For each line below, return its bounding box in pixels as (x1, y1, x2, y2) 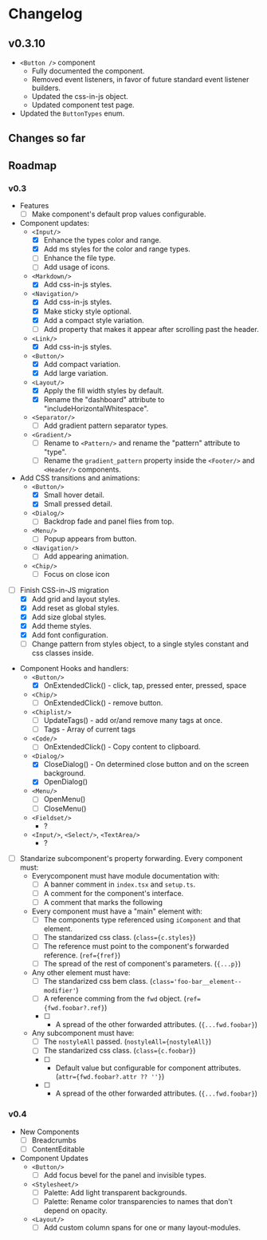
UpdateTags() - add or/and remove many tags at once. (43, 716, 223, 725)
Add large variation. (43, 368, 109, 377)
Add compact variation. (43, 359, 121, 369)
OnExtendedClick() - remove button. (43, 698, 163, 708)
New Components (19, 1127, 80, 1136)
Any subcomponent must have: (31, 1029, 135, 1038)
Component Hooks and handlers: (19, 664, 129, 673)
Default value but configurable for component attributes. (55, 1063, 241, 1073)
